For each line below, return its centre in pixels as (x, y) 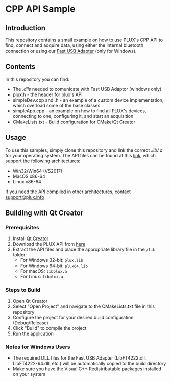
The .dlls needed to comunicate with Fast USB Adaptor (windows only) (87, 89)
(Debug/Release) (30, 323)
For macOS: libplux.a (44, 271)
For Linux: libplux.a (42, 277)
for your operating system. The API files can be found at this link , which (80, 155)
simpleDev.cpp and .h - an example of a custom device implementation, (88, 100)
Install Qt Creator (31, 238)
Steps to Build (23, 290)
